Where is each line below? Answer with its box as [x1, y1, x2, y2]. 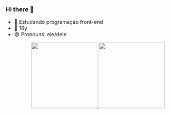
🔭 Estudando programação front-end [13, 19, 104, 26]
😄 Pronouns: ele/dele [13, 31, 67, 38]
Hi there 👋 [5, 5, 35, 13]
